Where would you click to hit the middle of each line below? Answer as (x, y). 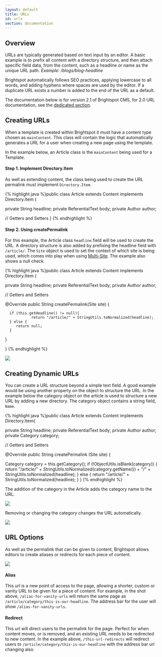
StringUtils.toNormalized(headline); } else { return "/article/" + (67, 474)
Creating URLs (27, 120)
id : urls (14, 19)
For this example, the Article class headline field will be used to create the (79, 240)
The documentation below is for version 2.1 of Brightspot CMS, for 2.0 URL (80, 100)
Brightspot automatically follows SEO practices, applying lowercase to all (78, 80)
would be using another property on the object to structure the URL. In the (80, 391)
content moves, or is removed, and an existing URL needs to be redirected (80, 634)
